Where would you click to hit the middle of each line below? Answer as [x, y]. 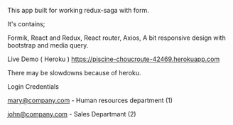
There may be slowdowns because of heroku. [74, 73]
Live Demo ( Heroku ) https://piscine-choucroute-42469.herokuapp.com [114, 59]
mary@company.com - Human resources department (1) [90, 100]
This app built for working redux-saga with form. [78, 10]
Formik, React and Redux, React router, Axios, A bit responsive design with [116, 38]
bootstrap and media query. [48, 45]
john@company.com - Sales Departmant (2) [72, 114]
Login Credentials [33, 87]
